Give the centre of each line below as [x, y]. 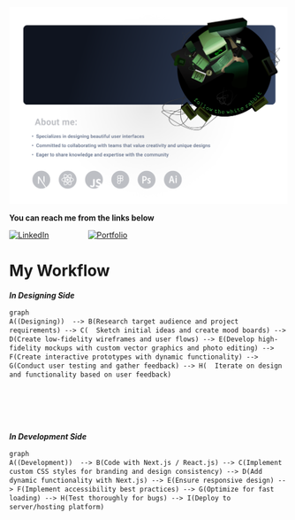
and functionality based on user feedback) [91, 375]
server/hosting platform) [57, 507]
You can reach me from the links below [82, 217]
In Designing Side [42, 295]
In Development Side [48, 436]
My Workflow [60, 271]
